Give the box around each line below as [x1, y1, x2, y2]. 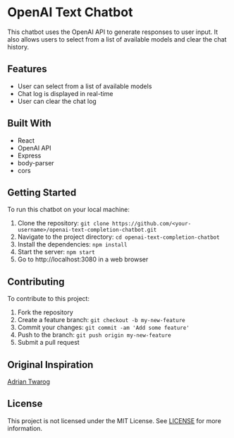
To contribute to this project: [7, 295, 90, 303]
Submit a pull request [17, 338, 80, 347]
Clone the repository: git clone [17, 219, 109, 227]
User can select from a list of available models [17, 82, 152, 90]
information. [7, 424, 43, 432]
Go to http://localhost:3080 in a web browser [17, 255, 149, 264]
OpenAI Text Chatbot [7, 4, 133, 20]
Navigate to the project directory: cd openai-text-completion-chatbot [17, 232, 220, 241]
